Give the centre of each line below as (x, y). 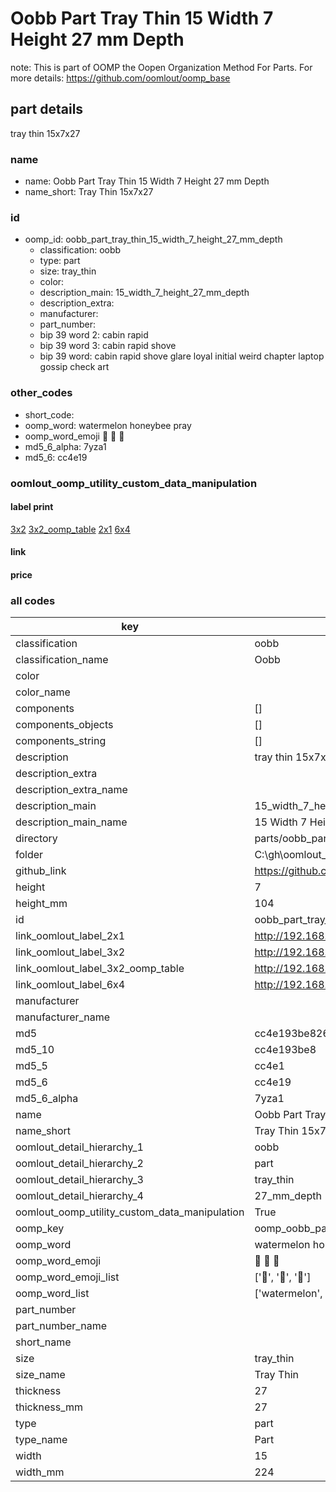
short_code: (49, 414)
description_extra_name (71, 790)
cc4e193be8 (285, 1050)
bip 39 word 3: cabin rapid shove (108, 346)
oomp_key (40, 1229)
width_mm (40, 1472)
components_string (61, 741)
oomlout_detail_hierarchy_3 (79, 1180)
